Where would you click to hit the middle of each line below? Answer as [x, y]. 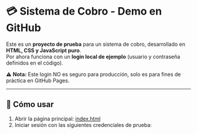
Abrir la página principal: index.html [57, 119]
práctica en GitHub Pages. [38, 81]
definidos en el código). [35, 63]
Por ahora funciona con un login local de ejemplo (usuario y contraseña [93, 56]
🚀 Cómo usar [30, 104]
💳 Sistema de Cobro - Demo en [84, 11]
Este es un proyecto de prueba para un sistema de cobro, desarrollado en [96, 44]
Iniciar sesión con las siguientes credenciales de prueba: [83, 125]
